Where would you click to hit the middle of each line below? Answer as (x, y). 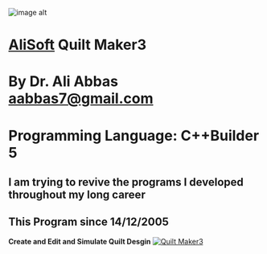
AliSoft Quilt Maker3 (78, 45)
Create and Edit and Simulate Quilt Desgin (80, 241)
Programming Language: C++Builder (134, 135)
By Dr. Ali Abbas (64, 82)
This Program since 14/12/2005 (88, 222)
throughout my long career (77, 194)
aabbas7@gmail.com (81, 98)
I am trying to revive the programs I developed (126, 182)
